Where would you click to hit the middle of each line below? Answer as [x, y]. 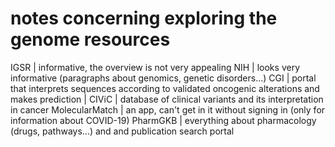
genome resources [90, 39]
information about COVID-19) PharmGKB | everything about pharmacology [163, 120]
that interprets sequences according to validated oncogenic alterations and [165, 88]
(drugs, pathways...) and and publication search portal [122, 131]
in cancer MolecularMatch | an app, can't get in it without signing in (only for [168, 109]
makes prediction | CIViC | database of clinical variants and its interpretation [167, 99]
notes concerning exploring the [144, 18]
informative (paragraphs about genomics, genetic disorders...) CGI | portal [163, 78]
